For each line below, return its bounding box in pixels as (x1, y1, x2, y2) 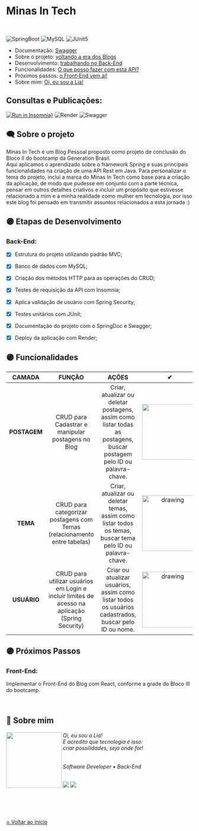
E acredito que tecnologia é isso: (63, 738, 143, 745)
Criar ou (106, 565, 129, 574)
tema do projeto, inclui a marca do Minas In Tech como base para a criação (6, 173, 190, 181)
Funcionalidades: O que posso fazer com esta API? (14, 65, 139, 72)
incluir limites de (48, 592, 94, 600)
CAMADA (12, 373, 40, 381)
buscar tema (100, 533, 136, 542)
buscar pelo (101, 618, 135, 626)
